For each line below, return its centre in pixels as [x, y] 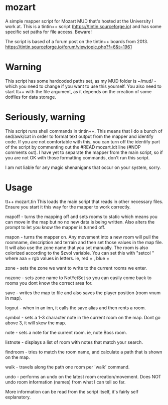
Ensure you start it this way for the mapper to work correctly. [68, 207]
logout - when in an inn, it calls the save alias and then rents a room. [76, 308]
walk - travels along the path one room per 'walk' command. [67, 367]
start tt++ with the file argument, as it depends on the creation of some [78, 91]
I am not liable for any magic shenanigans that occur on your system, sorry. [83, 167]
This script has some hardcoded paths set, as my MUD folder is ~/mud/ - [81, 81]
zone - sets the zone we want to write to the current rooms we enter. [76, 268]
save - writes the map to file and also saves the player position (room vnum [83, 293]
